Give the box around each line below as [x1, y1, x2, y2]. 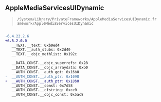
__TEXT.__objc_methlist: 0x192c [11, 52, 77, 57]
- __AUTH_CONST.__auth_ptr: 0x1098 [5, 74, 79, 79]
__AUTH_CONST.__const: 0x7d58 [11, 83, 73, 88]
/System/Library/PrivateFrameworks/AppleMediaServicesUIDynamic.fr [17, 17, 157, 21]
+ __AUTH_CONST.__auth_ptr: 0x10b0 [5, 79, 79, 84]
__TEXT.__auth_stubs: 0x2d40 [11, 47, 71, 52]
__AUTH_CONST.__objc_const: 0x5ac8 [11, 92, 84, 97]
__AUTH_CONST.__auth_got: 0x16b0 [11, 69, 79, 74]
